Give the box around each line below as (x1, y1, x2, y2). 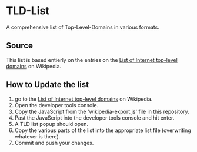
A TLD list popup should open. (14, 120, 89, 127)
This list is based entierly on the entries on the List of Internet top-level (6, 56, 178, 63)
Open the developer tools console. (14, 101, 99, 108)
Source (6, 41, 34, 51)
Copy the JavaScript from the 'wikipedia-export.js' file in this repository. (14, 108, 189, 115)
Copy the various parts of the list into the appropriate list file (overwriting (14, 127, 191, 134)
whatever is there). (14, 133, 61, 140)
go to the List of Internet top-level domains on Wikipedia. (14, 95, 153, 103)
